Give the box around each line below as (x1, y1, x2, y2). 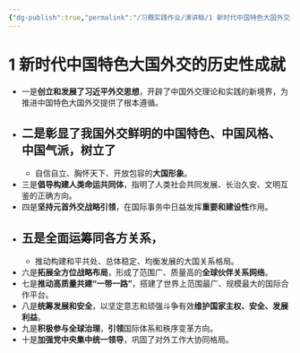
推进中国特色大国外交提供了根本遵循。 (21, 97, 163, 108)
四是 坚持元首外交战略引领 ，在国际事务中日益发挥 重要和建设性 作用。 (21, 202, 273, 212)
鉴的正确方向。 (21, 190, 77, 202)
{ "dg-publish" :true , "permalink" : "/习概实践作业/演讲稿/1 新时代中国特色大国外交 (8, 13, 290, 22)
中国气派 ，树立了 (21, 142, 116, 158)
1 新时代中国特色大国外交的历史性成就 (8, 55, 286, 74)
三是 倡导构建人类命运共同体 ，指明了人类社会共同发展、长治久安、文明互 (21, 179, 288, 190)
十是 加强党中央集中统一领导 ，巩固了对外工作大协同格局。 (21, 334, 234, 345)
